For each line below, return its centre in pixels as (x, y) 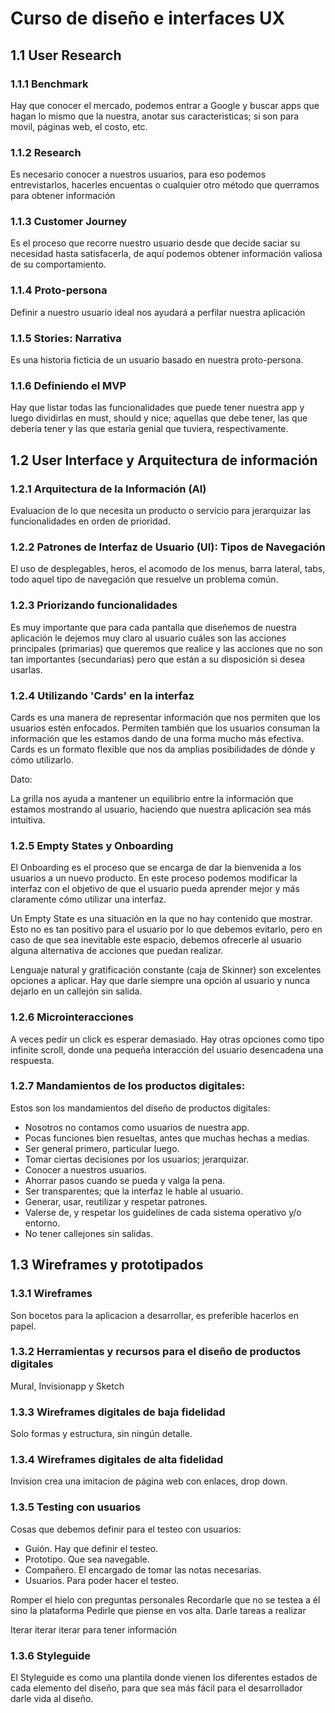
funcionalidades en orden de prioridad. (90, 521)
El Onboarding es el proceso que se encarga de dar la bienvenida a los (156, 868)
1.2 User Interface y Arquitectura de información (164, 460)
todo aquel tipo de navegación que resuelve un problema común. (144, 579)
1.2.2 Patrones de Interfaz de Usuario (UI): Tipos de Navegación (168, 547)
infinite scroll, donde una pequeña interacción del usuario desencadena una (167, 1049)
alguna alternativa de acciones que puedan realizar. (117, 951)
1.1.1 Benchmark (49, 84)
